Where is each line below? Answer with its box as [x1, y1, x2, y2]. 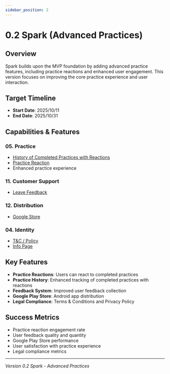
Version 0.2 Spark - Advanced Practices [5, 363, 90, 369]
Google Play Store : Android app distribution [12, 293, 104, 299]
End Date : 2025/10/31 [12, 113, 58, 119]
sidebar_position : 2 [5, 7, 49, 13]
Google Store [12, 213, 40, 220]
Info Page [12, 243, 33, 250]
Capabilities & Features [5, 128, 80, 136]
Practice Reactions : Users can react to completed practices [12, 271, 138, 277]
